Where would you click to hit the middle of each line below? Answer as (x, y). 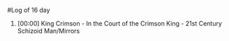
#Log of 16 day (29, 10)
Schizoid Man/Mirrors (49, 31)
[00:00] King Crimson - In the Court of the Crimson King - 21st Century (119, 23)
